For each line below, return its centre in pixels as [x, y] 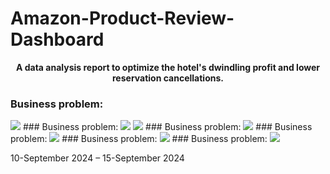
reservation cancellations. [168, 78]
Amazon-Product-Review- [122, 18]
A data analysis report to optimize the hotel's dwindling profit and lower [168, 67]
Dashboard [57, 39]
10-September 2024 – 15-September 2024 [97, 158]
